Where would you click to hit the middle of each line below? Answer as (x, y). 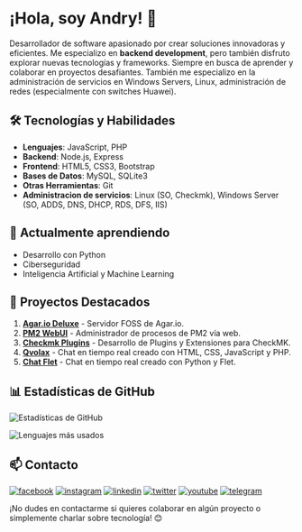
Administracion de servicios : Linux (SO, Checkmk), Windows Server (151, 195)
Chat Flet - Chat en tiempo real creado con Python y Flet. (129, 362)
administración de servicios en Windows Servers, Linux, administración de (148, 81)
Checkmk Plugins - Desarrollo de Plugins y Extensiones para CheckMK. (156, 343)
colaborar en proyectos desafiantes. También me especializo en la (133, 72)
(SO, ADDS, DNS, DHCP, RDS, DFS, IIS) (95, 204)
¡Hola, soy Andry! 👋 (83, 18)
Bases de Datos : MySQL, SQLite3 (85, 176)
